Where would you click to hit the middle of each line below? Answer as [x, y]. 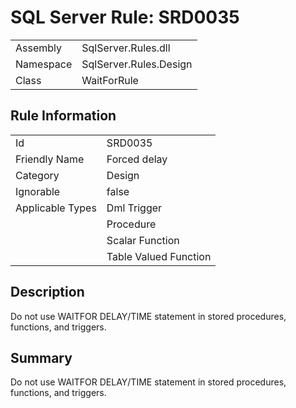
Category [37, 175]
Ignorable [38, 191]
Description [47, 292]
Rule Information [63, 116]
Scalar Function [143, 240]
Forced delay [137, 159]
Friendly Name [50, 159]
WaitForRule [110, 80]
